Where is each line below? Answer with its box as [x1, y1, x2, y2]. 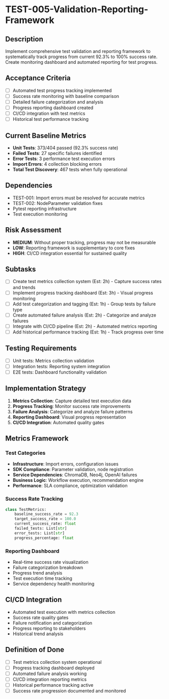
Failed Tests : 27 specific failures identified [12, 150, 102, 156]
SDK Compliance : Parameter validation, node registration [12, 467, 133, 473]
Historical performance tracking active [12, 682, 94, 688]
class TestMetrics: [5, 507, 47, 512]
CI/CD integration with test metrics [12, 111, 86, 117]
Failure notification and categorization [12, 619, 93, 626]
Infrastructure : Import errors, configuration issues [12, 461, 119, 467]
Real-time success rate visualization [12, 559, 89, 565]
